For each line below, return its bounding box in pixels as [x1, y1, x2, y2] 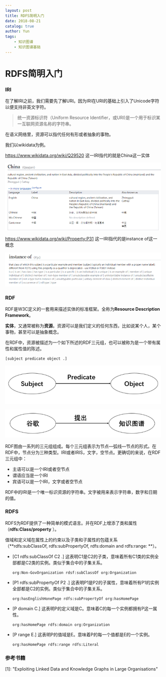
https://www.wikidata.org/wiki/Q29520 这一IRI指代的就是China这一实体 [5, 153, 150, 159]
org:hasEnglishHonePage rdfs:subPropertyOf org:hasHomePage [12, 596, 139, 601]
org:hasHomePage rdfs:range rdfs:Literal [12, 642, 99, 647]
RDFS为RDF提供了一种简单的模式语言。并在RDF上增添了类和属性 [5, 520, 137, 526]
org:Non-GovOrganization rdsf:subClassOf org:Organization [12, 570, 137, 575]
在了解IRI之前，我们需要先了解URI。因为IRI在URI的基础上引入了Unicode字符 [5, 98, 160, 104]
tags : [5, 34, 16, 39]
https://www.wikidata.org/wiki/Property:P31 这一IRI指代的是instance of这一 [5, 235, 158, 241]
